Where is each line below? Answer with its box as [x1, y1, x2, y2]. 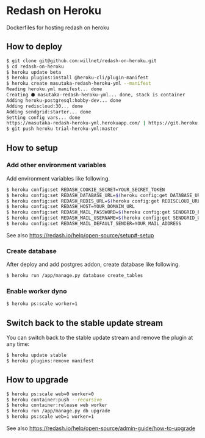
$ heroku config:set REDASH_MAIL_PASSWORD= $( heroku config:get [6, 209, 171, 215]
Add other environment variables [6, 161, 107, 170]
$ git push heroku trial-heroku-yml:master [6, 126, 119, 132]
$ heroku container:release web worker [6, 402, 108, 409]
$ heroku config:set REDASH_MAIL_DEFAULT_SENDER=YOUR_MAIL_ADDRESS [6, 221, 182, 227]
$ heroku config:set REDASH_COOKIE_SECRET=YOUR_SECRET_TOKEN [6, 187, 165, 193]
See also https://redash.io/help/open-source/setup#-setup [6, 231, 154, 239]
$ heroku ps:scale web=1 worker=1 [6, 414, 95, 420]
